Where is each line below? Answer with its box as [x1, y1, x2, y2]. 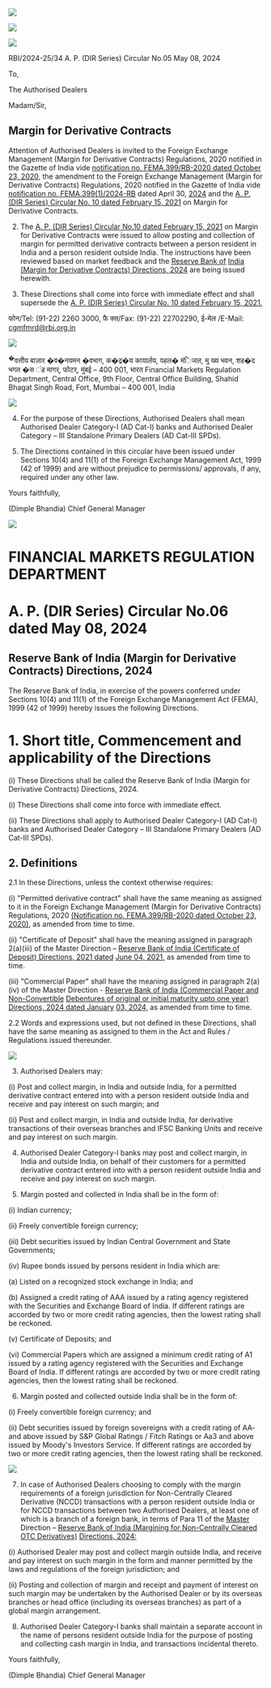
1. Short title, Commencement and [8, 731, 242, 750]
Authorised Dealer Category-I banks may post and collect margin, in [19, 1148, 248, 1158]
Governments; [8, 1246, 56, 1255]
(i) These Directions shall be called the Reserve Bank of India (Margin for [8, 775, 251, 785]
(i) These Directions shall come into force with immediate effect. [8, 799, 222, 809]
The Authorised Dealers [8, 85, 87, 94]
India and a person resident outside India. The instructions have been [19, 248, 252, 257]
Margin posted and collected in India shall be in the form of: [19, 1190, 219, 1199]
